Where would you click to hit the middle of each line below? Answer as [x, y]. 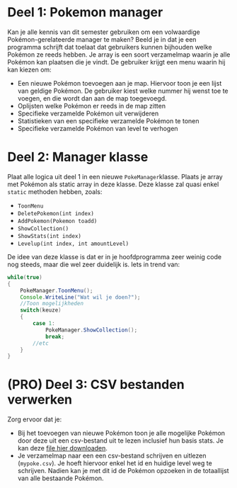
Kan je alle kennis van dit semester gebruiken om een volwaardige [104, 32]
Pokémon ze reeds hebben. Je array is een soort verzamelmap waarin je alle [119, 55]
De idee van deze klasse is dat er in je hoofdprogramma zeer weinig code [114, 256]
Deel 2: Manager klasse [78, 157]
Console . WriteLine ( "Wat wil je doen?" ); [80, 297]
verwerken [40, 400]
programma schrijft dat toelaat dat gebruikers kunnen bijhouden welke [110, 47]
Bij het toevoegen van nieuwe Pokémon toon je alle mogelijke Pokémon [121, 433]
